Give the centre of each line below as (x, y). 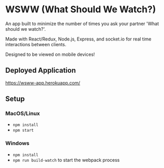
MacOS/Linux (23, 114)
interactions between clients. (36, 44)
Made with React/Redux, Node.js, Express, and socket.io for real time (78, 39)
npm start (23, 131)
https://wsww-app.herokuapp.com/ (43, 82)
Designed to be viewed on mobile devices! (50, 54)
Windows (17, 143)
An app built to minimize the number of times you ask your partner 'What (82, 24)
